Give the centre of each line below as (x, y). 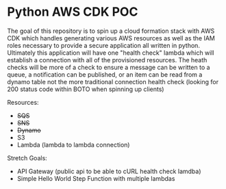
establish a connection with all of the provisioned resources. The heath (107, 60)
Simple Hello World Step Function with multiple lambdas (96, 178)
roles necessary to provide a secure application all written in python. (104, 45)
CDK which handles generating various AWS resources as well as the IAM (111, 38)
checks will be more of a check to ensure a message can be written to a (109, 67)
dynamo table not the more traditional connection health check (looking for (113, 81)
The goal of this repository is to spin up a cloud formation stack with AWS (111, 31)
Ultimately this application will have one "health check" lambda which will (111, 53)
